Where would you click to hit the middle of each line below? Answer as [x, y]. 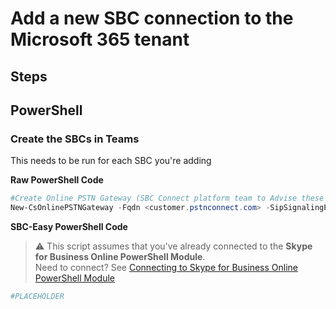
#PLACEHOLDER [37, 297]
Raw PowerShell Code [57, 180]
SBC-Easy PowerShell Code [69, 227]
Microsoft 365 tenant [100, 39]
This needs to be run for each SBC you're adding [111, 161]
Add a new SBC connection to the [152, 18]
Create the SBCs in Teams [75, 139]
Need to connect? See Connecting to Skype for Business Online [166, 268]
